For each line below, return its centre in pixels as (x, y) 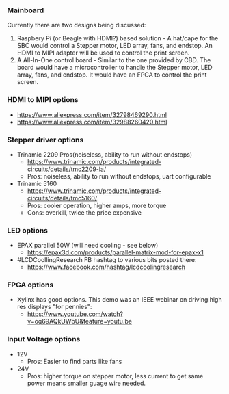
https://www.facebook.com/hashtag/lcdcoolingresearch (106, 267)
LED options (28, 230)
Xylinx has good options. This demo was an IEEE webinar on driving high (119, 300)
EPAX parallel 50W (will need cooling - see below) (87, 246)
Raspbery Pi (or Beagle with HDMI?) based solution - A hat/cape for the (118, 38)
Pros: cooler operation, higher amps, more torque (97, 205)
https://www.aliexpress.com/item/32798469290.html (92, 114)
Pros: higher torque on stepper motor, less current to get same (115, 376)
